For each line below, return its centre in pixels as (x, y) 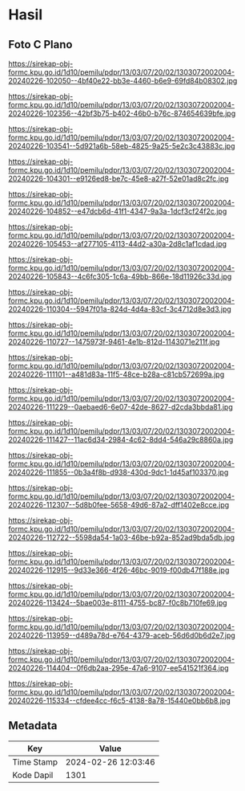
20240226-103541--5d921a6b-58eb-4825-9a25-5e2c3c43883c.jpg (122, 146)
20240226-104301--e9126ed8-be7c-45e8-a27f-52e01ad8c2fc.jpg (119, 179)
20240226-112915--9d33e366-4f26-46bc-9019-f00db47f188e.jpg (119, 570)
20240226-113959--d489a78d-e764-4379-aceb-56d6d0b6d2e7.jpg (122, 635)
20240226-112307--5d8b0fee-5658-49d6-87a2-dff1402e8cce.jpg (119, 505)
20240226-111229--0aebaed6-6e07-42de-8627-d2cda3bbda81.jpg (121, 407)
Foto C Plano (40, 45)
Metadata (33, 726)
